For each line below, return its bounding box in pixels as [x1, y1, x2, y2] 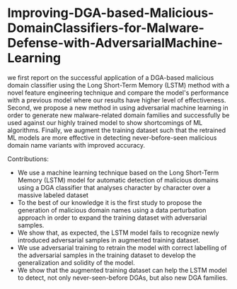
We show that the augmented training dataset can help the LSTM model [17, 266, 228, 274]
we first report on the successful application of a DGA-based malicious [7, 73, 214, 82]
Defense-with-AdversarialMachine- [7, 35, 223, 51]
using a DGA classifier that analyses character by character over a [17, 183, 211, 191]
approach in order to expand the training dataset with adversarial [17, 213, 207, 222]
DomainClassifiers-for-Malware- [7, 20, 205, 36]
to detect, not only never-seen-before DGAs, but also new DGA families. [17, 273, 228, 282]
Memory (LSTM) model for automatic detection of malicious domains [17, 175, 219, 184]
